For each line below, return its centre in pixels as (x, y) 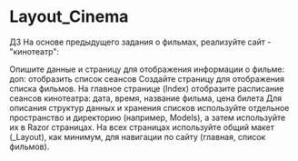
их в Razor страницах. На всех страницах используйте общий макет (142, 127)
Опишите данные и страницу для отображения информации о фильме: (147, 69)
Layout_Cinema (69, 17)
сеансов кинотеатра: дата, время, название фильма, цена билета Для (146, 98)
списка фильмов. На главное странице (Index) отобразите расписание (147, 88)
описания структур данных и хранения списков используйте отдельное (149, 107)
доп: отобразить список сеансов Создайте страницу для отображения (147, 78)
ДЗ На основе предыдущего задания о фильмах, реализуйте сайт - (140, 42)
